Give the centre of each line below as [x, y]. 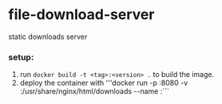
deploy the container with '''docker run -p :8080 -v [104, 83]
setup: [21, 57]
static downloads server [48, 37]
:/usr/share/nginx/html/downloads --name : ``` [95, 91]
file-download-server [81, 15]
